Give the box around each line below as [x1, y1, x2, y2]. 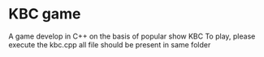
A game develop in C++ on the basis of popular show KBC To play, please [8, 31, 256, 41]
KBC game [8, 5, 81, 23]
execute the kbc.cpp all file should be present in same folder [8, 39, 211, 49]
